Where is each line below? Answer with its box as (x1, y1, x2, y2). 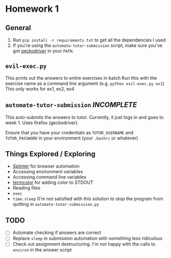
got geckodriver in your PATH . (12, 48, 74, 54)
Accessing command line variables (12, 174, 87, 180)
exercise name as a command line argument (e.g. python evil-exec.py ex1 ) (5, 80, 164, 86)
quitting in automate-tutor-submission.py (12, 201, 100, 207)
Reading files (12, 185, 41, 191)
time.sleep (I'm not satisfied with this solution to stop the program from (12, 196, 163, 202)
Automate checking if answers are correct (12, 229, 102, 236)
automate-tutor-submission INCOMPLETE (5, 101, 137, 109)
